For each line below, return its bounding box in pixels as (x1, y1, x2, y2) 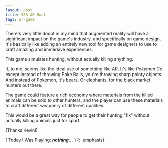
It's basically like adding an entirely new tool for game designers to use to (5, 41, 157, 47)
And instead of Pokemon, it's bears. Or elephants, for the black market (5, 77, 151, 83)
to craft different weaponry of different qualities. (5, 103, 105, 109)
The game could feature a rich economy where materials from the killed (5, 92, 153, 98)
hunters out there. (5, 82, 43, 88)
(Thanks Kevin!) (5, 127, 38, 133)
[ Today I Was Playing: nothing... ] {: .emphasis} (5, 137, 105, 143)
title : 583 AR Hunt (5, 12, 46, 17)
